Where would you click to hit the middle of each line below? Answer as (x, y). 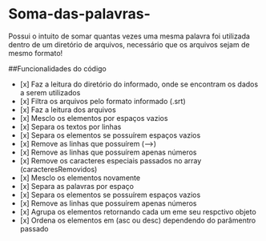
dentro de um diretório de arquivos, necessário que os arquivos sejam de (129, 44)
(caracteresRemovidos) (58, 169)
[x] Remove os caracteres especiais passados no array (111, 160)
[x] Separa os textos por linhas (71, 127)
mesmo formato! (36, 53)
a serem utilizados (50, 92)
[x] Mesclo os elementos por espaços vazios (94, 118)
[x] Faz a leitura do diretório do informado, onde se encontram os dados (139, 84)
